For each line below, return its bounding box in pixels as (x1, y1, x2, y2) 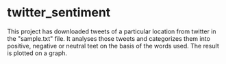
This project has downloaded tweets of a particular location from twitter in (7, 27, 217, 35)
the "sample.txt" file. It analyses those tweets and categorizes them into (7, 34, 211, 42)
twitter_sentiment (7, 5, 111, 20)
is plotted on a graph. (7, 49, 67, 57)
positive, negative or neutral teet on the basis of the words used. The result (7, 42, 219, 50)
